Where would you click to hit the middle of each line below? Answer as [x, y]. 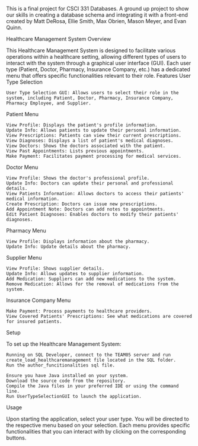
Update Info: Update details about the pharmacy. [69, 247]
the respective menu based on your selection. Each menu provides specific [98, 425]
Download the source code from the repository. [66, 381]
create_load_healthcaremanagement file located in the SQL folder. [91, 360]
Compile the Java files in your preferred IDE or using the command [92, 386]
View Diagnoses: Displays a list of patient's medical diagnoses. [90, 141]
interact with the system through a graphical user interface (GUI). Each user [99, 63]
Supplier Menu [24, 258]
